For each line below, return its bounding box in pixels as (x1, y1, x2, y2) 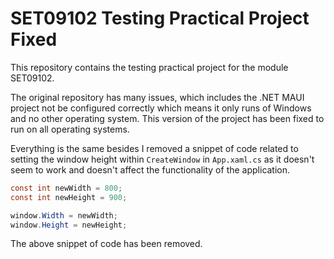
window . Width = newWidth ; (10, 210, 118, 221)
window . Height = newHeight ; (10, 220, 128, 230)
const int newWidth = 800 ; (10, 183, 123, 193)
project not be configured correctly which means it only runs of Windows (10, 102, 312, 114)
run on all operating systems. (10, 123, 130, 135)
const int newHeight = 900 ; (10, 192, 128, 202)
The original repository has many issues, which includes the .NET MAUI (10, 91, 305, 103)
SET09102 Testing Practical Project (10, 7, 310, 30)
